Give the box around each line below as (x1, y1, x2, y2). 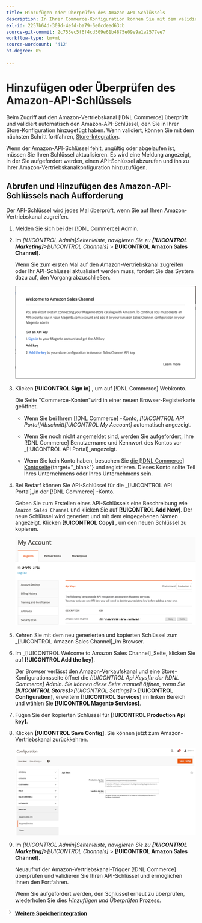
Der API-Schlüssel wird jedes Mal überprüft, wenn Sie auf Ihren (6, 207, 164, 214)
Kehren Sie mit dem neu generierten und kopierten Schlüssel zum (14, 631, 178, 639)
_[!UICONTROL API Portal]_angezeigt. (23, 445, 117, 452)
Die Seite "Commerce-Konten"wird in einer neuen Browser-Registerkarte (14, 396, 196, 404)
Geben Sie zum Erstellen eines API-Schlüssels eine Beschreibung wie (14, 499, 188, 507)
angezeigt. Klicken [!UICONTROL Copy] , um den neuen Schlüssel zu (14, 519, 188, 526)
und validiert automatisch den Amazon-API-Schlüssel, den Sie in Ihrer (6, 120, 179, 127)
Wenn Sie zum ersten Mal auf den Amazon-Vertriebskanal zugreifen (14, 261, 184, 268)
